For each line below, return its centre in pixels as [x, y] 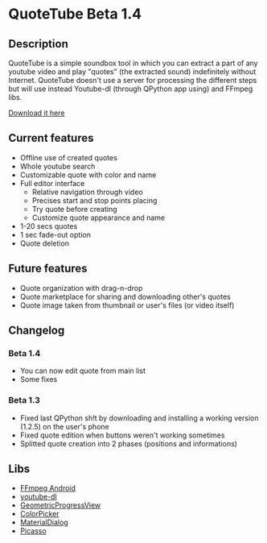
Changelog [37, 331]
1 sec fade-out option [55, 234]
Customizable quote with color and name [88, 175]
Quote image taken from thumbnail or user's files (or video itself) [127, 305]
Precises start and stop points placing [94, 200]
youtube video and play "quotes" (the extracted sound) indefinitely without [132, 72]
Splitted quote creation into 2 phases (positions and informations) [128, 443]
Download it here [37, 113]
